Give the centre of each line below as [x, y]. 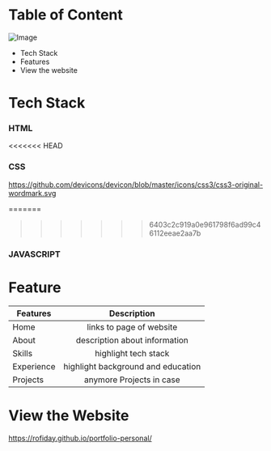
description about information [132, 340]
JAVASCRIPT [34, 254]
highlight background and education [132, 366]
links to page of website [132, 327]
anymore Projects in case [132, 380]
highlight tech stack [132, 353]
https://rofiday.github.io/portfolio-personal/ [80, 438]
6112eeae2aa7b [175, 233]
